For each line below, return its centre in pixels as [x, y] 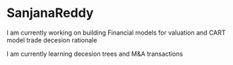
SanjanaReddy [50, 13]
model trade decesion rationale [52, 40]
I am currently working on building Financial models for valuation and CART [116, 32]
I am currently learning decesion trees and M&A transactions [95, 54]
